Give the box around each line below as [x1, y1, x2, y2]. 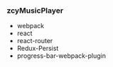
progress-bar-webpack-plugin [16, 51, 107, 60]
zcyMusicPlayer [6, 6, 64, 16]
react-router [16, 37, 53, 45]
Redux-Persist [16, 44, 59, 53]
